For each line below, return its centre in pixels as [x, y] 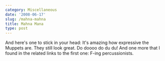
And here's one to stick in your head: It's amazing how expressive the [77, 42]
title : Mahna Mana [24, 24]
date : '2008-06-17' [26, 14]
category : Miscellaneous [31, 10]
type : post [17, 28]
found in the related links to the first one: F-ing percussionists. [69, 53]
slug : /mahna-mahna [26, 19]
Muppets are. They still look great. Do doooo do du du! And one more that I [83, 48]
